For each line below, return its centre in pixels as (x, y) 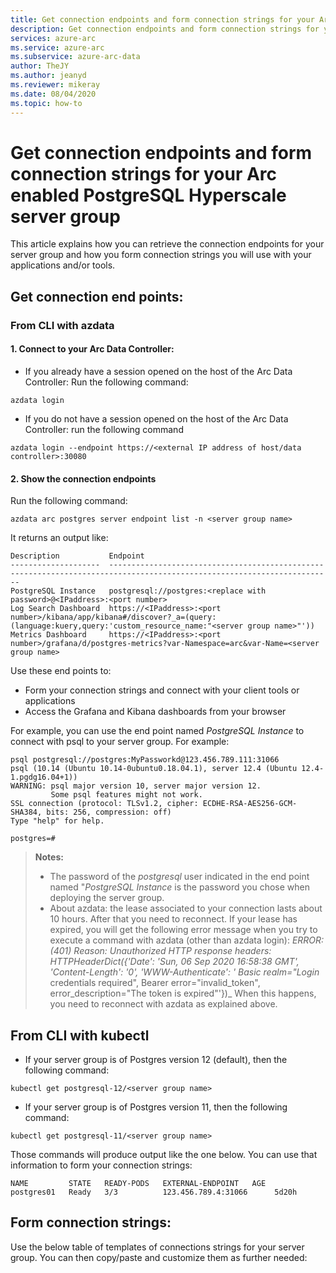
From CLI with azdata (62, 325)
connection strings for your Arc (144, 173)
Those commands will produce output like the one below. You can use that (164, 1154)
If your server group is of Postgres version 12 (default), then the (156, 1059)
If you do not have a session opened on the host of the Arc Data (156, 418)
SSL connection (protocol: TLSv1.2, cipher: (104, 804)
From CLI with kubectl (80, 1035)
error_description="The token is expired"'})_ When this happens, (183, 993)
